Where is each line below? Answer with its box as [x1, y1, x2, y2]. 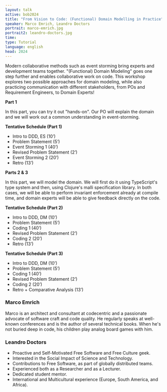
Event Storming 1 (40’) [12, 144, 58, 150]
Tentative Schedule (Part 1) [5, 123, 62, 130]
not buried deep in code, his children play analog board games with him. [5, 326, 153, 332]
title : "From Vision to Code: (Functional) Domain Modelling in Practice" [5, 16, 164, 21]
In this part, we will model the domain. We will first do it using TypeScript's [5, 179, 158, 185]
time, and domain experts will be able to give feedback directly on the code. [5, 195, 161, 201]
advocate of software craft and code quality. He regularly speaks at [5, 315, 144, 322]
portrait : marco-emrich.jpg [5, 26, 64, 31]
